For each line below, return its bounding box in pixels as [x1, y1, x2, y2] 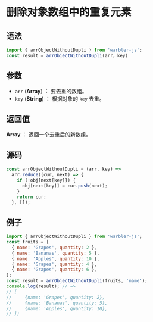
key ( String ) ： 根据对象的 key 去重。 [14, 95, 105, 102]
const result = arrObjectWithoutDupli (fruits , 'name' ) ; [6, 278, 148, 284]
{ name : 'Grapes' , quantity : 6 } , [11, 267, 97, 273]
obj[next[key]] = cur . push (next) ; [21, 183, 108, 189]
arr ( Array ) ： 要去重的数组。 [14, 87, 88, 95]
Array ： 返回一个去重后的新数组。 [6, 131, 91, 138]
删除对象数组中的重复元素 [6, 5, 132, 19]
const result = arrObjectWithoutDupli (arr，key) [6, 52, 128, 58]
